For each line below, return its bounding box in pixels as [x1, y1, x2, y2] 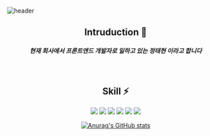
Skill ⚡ [102, 85, 129, 97]
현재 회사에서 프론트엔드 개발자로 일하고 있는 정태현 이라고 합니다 [29, 46, 202, 55]
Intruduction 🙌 [84, 26, 147, 38]
